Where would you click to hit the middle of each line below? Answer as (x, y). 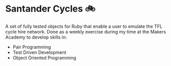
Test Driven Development (39, 52)
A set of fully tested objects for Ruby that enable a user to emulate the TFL (84, 26)
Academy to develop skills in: (36, 37)
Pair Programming (32, 47)
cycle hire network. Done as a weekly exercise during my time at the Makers (86, 31)
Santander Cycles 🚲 (50, 9)
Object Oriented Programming (45, 57)
